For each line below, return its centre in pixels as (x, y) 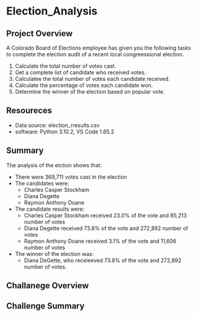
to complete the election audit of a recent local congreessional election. (95, 54)
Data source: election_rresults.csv (57, 125)
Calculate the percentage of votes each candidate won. (84, 85)
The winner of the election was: (54, 254)
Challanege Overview (48, 286)
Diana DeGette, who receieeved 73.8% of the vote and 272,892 (103, 260)
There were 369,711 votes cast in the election (71, 177)
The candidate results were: (50, 209)
